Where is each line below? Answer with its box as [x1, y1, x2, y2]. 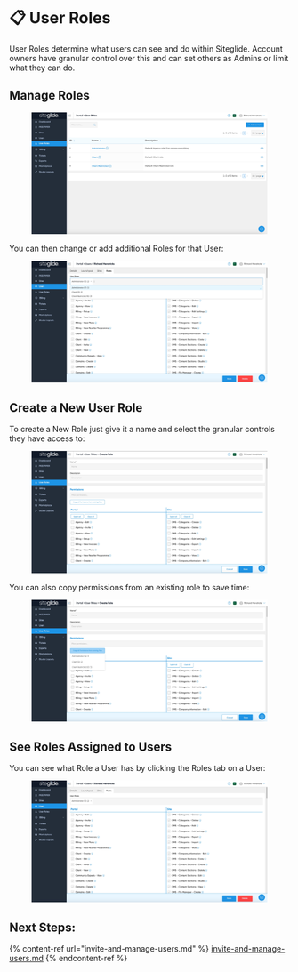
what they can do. [9, 62, 76, 73]
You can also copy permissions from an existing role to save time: [9, 582, 250, 592]
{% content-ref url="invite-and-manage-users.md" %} [9, 944, 210, 954]
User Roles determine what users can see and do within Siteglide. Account [9, 43, 283, 54]
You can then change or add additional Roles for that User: [9, 243, 224, 254]
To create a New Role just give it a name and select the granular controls [9, 424, 276, 435]
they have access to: [9, 433, 85, 444]
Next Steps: [9, 920, 76, 935]
